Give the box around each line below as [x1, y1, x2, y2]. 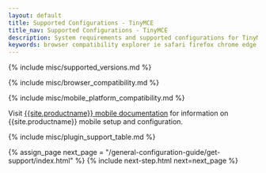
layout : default [8, 11, 62, 20]
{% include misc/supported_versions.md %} [8, 62, 152, 72]
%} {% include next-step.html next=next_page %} [74, 156, 239, 166]
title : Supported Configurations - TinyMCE [8, 19, 154, 27]
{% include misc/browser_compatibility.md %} [8, 78, 160, 88]
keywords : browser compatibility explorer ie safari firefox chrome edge [8, 41, 257, 49]
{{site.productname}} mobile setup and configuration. [8, 117, 184, 126]
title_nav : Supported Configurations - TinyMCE [8, 26, 169, 34]
